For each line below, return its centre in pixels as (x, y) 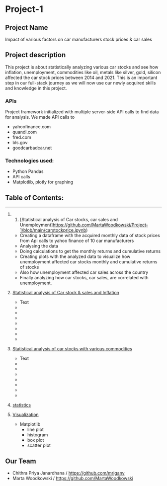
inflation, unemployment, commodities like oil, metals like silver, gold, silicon (83, 72)
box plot (36, 440)
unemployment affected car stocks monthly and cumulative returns (88, 262)
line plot (35, 430)
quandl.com (25, 132)
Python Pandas (28, 171)
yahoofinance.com (32, 127)
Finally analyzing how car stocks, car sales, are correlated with (84, 278)
